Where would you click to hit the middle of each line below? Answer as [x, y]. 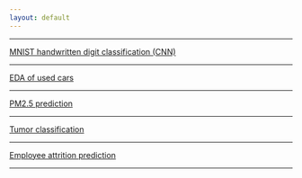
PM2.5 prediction [41, 103]
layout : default [40, 18]
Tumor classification [47, 129]
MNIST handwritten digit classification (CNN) [93, 51]
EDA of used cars [42, 77]
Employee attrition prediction [63, 155]
